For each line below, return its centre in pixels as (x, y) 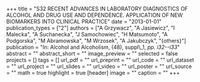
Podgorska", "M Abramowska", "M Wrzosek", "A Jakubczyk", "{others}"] (96, 41)
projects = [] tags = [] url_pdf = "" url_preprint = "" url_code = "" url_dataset (100, 60)
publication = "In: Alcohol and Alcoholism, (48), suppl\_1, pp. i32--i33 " (93, 47)
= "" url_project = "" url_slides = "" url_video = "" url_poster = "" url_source (99, 66)
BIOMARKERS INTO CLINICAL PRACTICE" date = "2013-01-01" (84, 21)
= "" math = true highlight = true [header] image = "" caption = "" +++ (93, 73)
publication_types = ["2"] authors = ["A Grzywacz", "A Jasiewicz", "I (91, 28)
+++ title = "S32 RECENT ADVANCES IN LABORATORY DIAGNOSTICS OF (97, 9)
